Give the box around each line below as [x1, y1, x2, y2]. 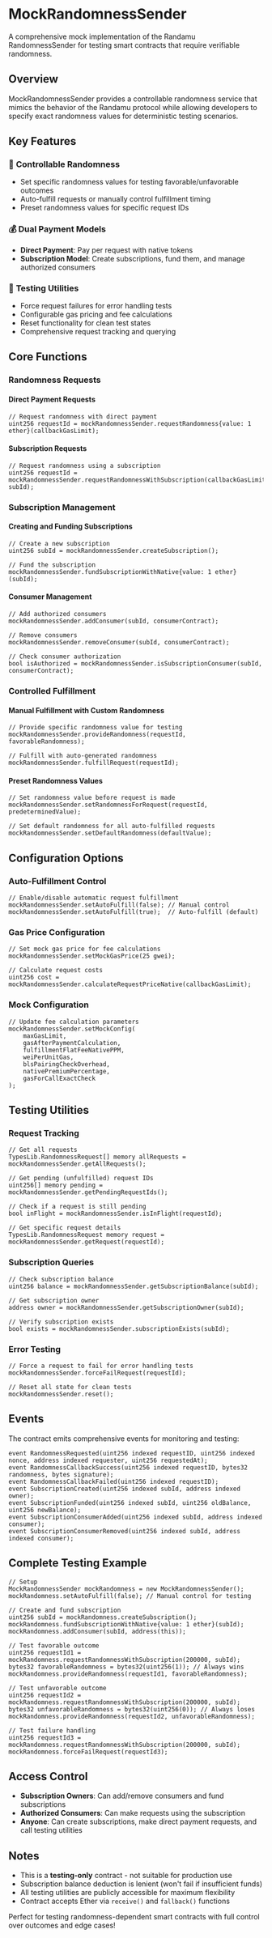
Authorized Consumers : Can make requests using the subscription [19, 1808, 245, 1818]
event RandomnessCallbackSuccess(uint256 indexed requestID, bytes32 [8, 1463, 249, 1472]
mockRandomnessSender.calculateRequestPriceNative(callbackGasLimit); [8, 980, 252, 988]
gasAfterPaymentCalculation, [23, 1039, 121, 1047]
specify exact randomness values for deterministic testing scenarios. [8, 111, 239, 121]
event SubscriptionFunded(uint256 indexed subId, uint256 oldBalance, [8, 1498, 252, 1507]
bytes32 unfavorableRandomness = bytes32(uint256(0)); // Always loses [8, 1705, 255, 1713]
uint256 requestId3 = [8, 1733, 82, 1741]
